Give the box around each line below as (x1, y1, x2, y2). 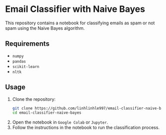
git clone (12, 106, 33, 111)
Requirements (5, 40, 50, 48)
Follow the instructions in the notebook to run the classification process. (12, 125, 160, 131)
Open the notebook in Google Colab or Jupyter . (12, 119, 108, 125)
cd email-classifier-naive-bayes (12, 110, 82, 115)
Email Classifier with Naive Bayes (5, 3, 145, 15)
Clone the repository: (12, 96, 56, 102)
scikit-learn (12, 64, 40, 69)
